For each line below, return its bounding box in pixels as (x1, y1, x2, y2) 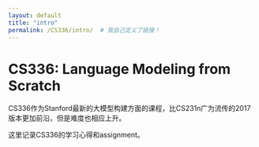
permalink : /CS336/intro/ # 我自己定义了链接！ (8, 26, 160, 34)
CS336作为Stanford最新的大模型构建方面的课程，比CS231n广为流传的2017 (8, 104, 251, 113)
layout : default (8, 11, 62, 20)
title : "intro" (8, 19, 58, 27)
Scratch (8, 76, 61, 94)
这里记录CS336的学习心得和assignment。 (8, 130, 145, 140)
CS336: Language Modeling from (8, 60, 231, 78)
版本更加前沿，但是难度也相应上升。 (8, 113, 126, 123)
